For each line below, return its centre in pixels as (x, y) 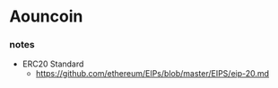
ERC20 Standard (53, 64)
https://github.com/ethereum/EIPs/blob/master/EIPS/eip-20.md (152, 74)
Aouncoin (46, 17)
